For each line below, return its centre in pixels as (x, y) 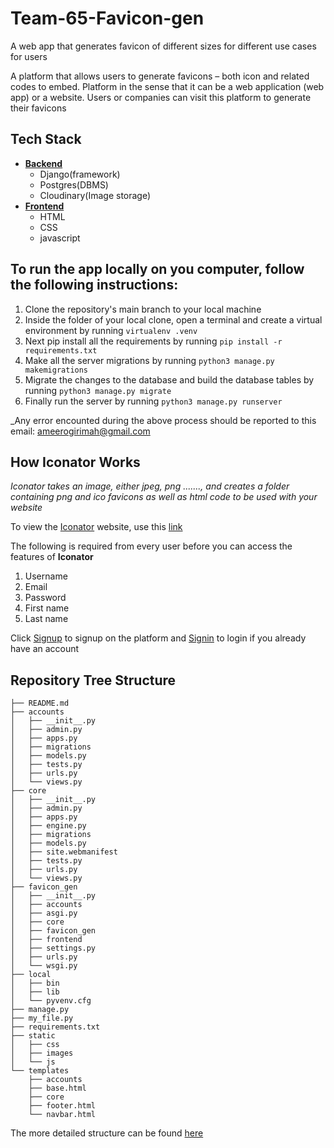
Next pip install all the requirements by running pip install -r (153, 341)
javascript (60, 238)
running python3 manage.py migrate (98, 390)
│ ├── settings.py (53, 948)
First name (47, 608)
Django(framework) (80, 174)
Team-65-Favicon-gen (107, 18)
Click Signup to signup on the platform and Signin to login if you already (158, 638)
